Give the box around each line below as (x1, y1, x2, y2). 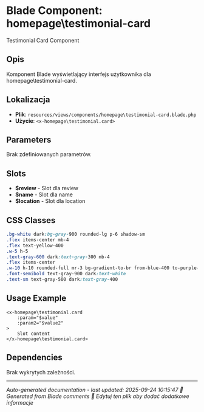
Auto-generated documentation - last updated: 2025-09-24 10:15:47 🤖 (6, 386, 183, 393)
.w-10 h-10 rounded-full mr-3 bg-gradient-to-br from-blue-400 (6, 265, 170, 271)
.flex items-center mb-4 (6, 236, 69, 243)
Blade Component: (6, 4, 103, 18)
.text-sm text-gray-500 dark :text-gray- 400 (6, 276, 118, 283)
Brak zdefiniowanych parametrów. (6, 151, 92, 158)
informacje (6, 399, 33, 406)
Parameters (6, 134, 52, 145)
